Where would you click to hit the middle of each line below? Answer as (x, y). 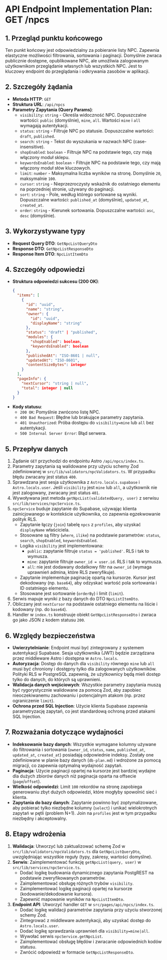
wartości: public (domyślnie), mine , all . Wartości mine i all (80, 120)
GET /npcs (27, 20)
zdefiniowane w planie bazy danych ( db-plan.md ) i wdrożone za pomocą (86, 760)
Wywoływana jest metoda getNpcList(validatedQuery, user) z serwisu (86, 498)
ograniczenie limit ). (33, 701)
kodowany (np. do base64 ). (40, 609)
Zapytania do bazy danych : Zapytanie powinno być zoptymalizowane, (85, 802)
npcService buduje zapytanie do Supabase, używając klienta (75, 509)
